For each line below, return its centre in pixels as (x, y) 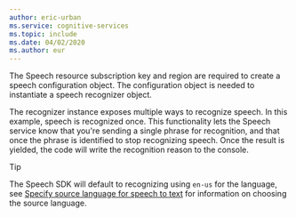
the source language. (48, 203)
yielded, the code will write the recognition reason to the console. (129, 150)
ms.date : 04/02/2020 (48, 42)
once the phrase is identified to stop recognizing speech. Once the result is (147, 141)
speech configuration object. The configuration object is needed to (132, 85)
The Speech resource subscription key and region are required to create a (145, 76)
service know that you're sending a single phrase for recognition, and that (144, 131)
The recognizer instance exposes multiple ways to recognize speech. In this (148, 112)
